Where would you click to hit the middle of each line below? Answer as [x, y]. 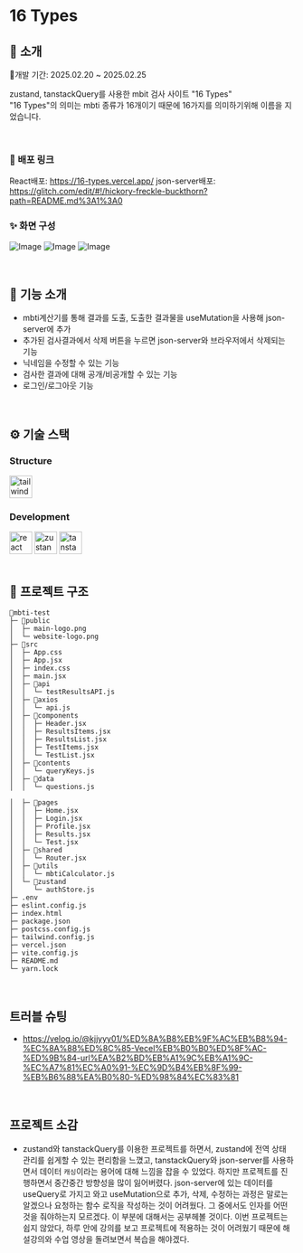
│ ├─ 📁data [32, 779]
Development [40, 517]
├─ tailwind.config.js [52, 937]
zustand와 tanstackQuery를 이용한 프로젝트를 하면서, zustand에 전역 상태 [154, 1148]
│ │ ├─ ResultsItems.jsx [60, 732]
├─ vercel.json [38, 946]
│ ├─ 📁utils [34, 866]
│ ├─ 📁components [44, 716]
